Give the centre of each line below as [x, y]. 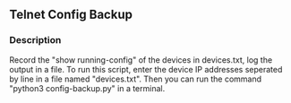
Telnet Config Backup [71, 15]
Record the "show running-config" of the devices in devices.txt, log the [141, 60]
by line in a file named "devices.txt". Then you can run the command [136, 79]
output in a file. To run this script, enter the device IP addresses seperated [146, 69]
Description [35, 40]
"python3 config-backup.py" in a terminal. [87, 88]
